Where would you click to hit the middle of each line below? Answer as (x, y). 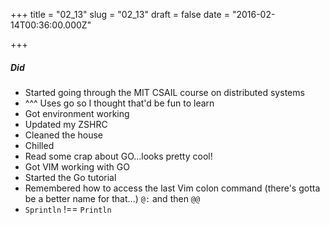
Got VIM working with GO (77, 166)
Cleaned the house (63, 135)
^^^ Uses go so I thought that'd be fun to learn (119, 103)
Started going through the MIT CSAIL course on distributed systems (164, 92)
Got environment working (77, 113)
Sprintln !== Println (68, 209)
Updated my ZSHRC (66, 124)
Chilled (39, 145)
